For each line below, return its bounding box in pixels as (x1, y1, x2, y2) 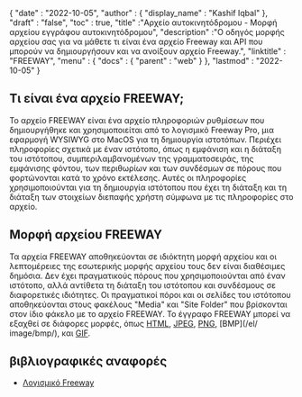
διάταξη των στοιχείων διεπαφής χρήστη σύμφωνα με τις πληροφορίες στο (9, 191, 294, 202)
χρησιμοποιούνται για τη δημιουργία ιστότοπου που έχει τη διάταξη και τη (9, 182, 287, 193)
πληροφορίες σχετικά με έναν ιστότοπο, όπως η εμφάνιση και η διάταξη (9, 143, 282, 154)
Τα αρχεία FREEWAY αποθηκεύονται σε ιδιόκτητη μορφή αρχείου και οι (9, 251, 278, 262)
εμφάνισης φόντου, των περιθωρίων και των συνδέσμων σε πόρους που (9, 162, 282, 174)
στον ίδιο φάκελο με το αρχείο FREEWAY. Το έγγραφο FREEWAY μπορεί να (9, 308, 291, 319)
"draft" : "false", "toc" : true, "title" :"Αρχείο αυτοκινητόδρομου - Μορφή (9, 17, 278, 28)
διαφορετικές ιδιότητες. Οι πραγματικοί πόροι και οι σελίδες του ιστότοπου (9, 289, 291, 300)
